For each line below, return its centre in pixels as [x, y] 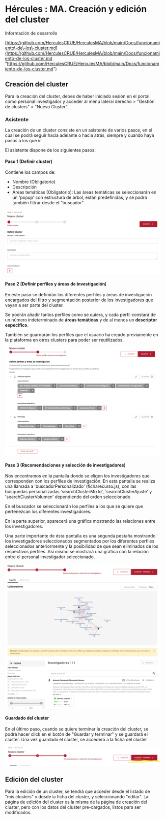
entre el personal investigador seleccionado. [50, 557]
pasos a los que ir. [24, 141]
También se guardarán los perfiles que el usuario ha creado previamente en [82, 335]
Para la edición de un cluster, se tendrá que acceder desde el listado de [78, 791]
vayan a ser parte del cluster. [34, 305]
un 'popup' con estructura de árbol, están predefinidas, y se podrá [80, 197]
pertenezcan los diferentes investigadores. [48, 512]
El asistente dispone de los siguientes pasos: [50, 150]
